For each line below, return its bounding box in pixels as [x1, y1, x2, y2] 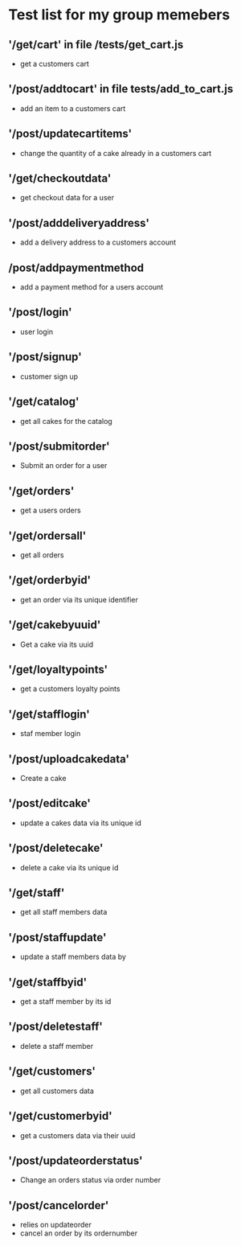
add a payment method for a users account [19, 282, 164, 292]
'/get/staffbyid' [8, 975, 88, 989]
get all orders [19, 549, 64, 560]
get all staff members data [19, 907, 108, 917]
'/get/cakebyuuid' [8, 618, 101, 632]
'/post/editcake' [8, 796, 91, 810]
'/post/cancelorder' [8, 1199, 109, 1212]
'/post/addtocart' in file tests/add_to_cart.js [8, 82, 234, 96]
